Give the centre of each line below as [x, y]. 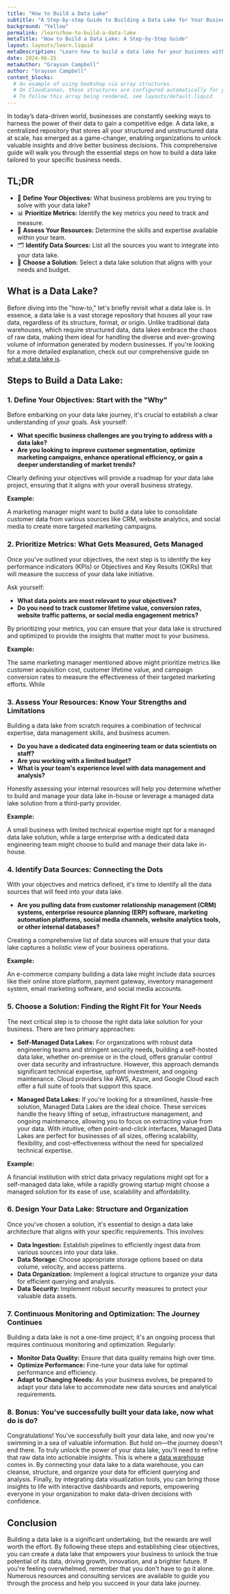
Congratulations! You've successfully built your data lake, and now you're [111, 1435]
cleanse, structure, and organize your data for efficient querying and [104, 1472]
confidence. [24, 1501]
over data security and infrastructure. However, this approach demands [118, 1064]
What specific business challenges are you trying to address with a [115, 435]
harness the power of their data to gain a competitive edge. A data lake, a [111, 123]
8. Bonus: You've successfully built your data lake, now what [111, 1412]
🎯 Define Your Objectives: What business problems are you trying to [114, 198]
